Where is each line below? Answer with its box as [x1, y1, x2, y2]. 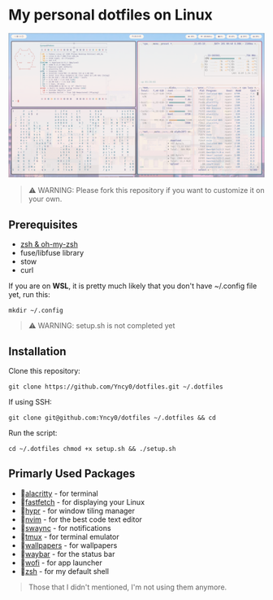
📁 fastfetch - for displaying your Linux [19, 497, 145, 506]
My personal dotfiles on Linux [8, 6, 213, 24]
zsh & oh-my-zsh [19, 239, 79, 249]
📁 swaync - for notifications [19, 523, 111, 532]
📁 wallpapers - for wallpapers [19, 540, 118, 550]
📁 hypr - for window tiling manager [19, 506, 136, 515]
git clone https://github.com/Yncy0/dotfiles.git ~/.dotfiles [8, 383, 223, 392]
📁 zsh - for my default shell [19, 566, 110, 576]
